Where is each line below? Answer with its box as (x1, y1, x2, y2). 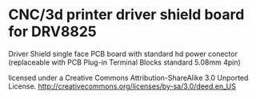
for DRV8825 (8, 22, 98, 41)
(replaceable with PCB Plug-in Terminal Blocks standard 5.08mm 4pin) (8, 57, 242, 67)
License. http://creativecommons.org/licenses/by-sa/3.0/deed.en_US (8, 81, 236, 91)
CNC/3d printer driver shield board (8, 6, 245, 24)
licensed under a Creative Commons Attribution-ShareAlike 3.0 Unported (8, 73, 249, 82)
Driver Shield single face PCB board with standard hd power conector (8, 49, 238, 58)
